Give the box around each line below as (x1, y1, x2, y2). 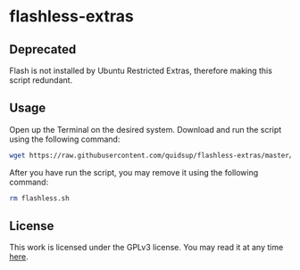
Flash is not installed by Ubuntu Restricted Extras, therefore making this (9, 65, 272, 76)
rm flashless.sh (9, 193, 70, 202)
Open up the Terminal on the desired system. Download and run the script (9, 124, 282, 135)
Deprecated (9, 42, 77, 57)
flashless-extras (9, 6, 134, 27)
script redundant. (9, 75, 73, 86)
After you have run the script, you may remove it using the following (9, 167, 259, 177)
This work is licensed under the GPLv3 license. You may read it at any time (9, 242, 284, 253)
